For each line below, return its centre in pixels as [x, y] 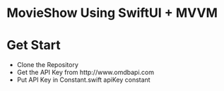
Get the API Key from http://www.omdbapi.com [86, 73]
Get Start [34, 45]
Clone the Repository [48, 65]
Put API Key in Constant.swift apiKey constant [83, 80]
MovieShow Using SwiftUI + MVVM [112, 13]
